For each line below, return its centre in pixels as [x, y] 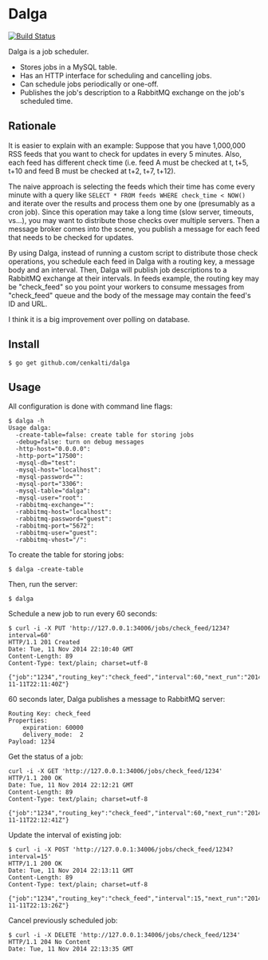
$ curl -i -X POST [39, 850]
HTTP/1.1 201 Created [44, 643]
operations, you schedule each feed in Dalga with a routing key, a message [132, 261]
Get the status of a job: [46, 757]
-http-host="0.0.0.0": [53, 449]
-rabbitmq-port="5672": [55, 526]
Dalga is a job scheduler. [49, 51]
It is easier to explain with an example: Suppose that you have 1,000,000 [127, 145]
